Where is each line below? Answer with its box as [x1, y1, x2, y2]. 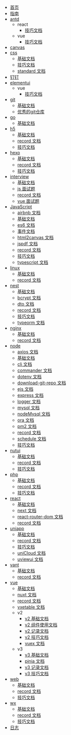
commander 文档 [17, 367, 52, 373]
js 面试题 [17, 186, 36, 191]
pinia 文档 [24, 658, 45, 664]
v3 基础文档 [24, 652, 49, 657]
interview [9, 173, 29, 179]
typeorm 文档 [17, 320, 45, 326]
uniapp [9, 526, 24, 531]
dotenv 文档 [17, 374, 42, 379]
